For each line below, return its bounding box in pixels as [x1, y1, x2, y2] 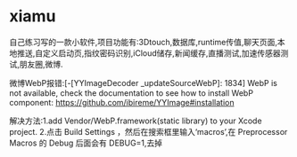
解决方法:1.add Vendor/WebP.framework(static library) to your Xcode [9, 115, 262, 126]
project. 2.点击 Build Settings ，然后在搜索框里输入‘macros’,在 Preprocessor [9, 126, 288, 137]
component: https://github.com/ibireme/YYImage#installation [9, 97, 235, 107]
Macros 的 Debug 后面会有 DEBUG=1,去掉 [9, 137, 163, 148]
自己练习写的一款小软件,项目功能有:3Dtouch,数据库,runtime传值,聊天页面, [9, 36, 278, 47]
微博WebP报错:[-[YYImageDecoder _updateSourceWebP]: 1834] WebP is [9, 77, 278, 88]
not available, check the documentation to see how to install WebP [9, 87, 254, 98]
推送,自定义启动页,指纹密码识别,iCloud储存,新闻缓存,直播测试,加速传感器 [16, 47, 281, 59]
